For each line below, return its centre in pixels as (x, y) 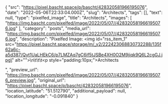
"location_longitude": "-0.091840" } (42, 96)
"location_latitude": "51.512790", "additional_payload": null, (66, 91)
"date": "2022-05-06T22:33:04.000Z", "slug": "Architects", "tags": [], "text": (84, 12)
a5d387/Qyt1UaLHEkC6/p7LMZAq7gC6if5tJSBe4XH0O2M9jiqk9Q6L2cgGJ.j (84, 55)
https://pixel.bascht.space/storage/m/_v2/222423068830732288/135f (89, 44)
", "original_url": (49, 80)
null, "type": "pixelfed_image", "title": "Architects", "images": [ (68, 18)
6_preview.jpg (19, 80)
